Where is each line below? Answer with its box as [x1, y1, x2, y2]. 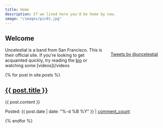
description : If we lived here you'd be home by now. [5, 12, 116, 17]
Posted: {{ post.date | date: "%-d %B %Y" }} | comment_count [5, 109, 130, 114]
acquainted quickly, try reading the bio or [5, 57, 87, 63]
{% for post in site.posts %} [5, 72, 61, 78]
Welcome [5, 34, 34, 42]
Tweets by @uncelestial [111, 52, 158, 57]
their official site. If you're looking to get [5, 52, 85, 58]
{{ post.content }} [5, 99, 40, 105]
